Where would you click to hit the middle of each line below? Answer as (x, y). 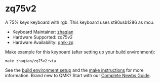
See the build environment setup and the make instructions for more (75, 70)
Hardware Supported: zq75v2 (42, 37)
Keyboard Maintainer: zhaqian (43, 32)
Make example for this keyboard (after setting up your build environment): (80, 52)
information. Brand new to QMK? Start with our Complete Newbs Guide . (78, 75)
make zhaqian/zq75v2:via (31, 61)
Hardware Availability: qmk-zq (43, 42)
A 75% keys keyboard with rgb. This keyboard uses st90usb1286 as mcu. (80, 22)
